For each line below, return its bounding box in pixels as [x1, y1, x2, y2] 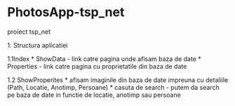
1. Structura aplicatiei [7, 41, 68, 49]
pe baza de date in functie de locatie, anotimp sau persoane [7, 91, 181, 99]
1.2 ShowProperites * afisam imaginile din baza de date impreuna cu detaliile [7, 75, 229, 84]
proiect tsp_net [7, 27, 51, 36]
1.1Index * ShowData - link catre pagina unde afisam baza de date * [7, 54, 201, 63]
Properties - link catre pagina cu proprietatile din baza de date [7, 62, 187, 70]
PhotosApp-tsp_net [7, 4, 125, 20]
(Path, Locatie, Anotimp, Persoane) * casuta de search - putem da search [7, 83, 220, 91]
